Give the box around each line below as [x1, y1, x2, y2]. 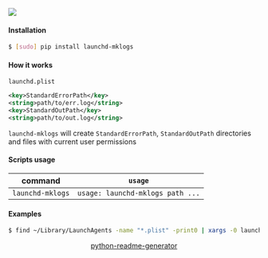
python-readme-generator [90, 241, 178, 251]
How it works [8, 60, 53, 69]
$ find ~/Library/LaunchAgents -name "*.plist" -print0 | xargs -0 [8, 227, 238, 235]
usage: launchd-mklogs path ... [77, 188, 201, 197]
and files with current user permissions [8, 136, 137, 147]
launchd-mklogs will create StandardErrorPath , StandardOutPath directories [8, 128, 251, 138]
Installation [8, 25, 46, 35]
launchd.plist [8, 78, 56, 86]
